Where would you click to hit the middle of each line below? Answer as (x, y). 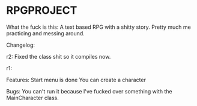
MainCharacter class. (32, 98)
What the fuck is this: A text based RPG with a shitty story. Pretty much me (98, 27)
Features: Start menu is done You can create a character (76, 80)
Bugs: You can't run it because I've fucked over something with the (89, 91)
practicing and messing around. (46, 33)
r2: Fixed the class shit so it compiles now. (59, 56)
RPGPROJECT (42, 10)
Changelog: (20, 45)
